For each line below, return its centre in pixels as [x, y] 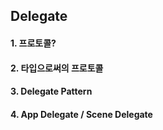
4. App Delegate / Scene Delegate [81, 114]
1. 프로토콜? [33, 43]
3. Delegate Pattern [51, 91]
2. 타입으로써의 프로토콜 [57, 68]
